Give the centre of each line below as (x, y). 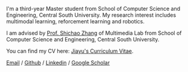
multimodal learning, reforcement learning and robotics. (75, 21)
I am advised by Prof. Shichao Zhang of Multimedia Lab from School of (94, 33)
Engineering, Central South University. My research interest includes (91, 15)
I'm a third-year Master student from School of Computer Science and (93, 9)
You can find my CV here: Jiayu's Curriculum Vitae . (70, 51)
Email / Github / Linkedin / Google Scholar (58, 63)
